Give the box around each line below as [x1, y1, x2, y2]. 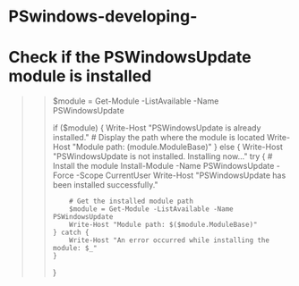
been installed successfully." [52, 180, 158, 190]
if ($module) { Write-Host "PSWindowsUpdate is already [52, 122, 261, 133]
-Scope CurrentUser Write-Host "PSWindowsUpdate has [75, 170, 286, 181]
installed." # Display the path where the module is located [52, 132, 266, 143]
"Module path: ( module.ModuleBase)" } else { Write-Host [72, 141, 284, 153]
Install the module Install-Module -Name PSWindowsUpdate [52, 161, 275, 172]
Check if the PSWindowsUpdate [8, 47, 252, 68]
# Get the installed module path [69, 197, 194, 206]
